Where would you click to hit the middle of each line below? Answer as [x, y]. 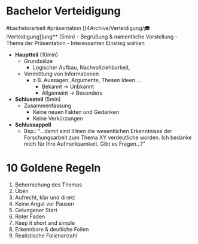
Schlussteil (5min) [38, 99]
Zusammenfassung [48, 106]
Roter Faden [30, 216]
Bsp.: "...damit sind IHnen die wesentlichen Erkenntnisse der [98, 131]
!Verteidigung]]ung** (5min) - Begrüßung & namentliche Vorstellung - [92, 37]
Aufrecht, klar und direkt [45, 197]
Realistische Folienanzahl [46, 236]
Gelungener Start [36, 210]
